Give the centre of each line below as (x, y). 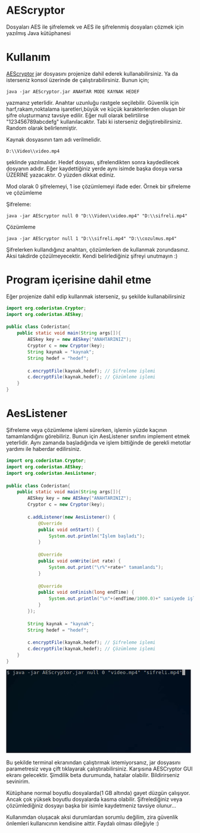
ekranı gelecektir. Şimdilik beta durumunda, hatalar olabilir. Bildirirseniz (93, 775)
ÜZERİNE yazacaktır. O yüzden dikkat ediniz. (61, 175)
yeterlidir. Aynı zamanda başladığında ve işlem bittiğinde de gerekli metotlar (99, 443)
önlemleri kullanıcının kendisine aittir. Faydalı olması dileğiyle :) (83, 823)
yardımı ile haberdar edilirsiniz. (44, 449)
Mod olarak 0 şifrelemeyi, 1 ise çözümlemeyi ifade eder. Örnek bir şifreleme (99, 186)
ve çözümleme (24, 192)
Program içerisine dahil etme (79, 280)
